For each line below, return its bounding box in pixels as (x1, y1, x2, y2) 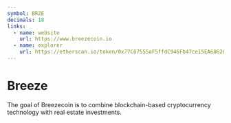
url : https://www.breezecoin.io (19, 36, 112, 43)
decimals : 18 (7, 16, 45, 23)
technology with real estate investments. (7, 108, 122, 116)
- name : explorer (13, 42, 63, 49)
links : (7, 23, 26, 30)
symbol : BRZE (7, 10, 45, 17)
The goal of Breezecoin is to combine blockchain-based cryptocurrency (7, 100, 211, 109)
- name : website (13, 29, 60, 36)
